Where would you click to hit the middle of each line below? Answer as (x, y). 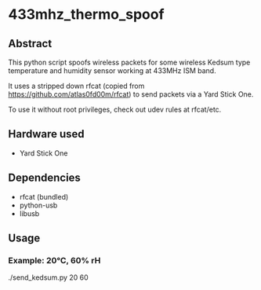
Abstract (30, 44)
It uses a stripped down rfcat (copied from (76, 86)
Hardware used (46, 134)
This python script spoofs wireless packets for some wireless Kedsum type (129, 62)
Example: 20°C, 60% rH (54, 260)
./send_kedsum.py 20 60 (48, 277)
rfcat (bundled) (44, 196)
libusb (29, 213)
